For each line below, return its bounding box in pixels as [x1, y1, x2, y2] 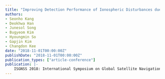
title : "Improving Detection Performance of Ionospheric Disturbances [5, 7, 153, 12]
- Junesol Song [5, 26, 36, 30]
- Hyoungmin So [5, 35, 36, 40]
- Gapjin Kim [5, 39, 32, 44]
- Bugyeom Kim [5, 30, 34, 35]
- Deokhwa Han [5, 21, 34, 26]
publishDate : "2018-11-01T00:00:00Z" [5, 53, 82, 58]
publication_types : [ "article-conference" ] [5, 57, 96, 62]
